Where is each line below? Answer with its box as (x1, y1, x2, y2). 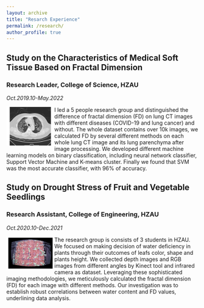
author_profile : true (6, 29, 62, 35)
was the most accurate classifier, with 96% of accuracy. (6, 164, 147, 172)
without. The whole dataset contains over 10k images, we (54, 125, 199, 133)
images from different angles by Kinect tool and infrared (54, 262, 195, 269)
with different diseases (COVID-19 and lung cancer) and (54, 119, 195, 127)
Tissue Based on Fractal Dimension (6, 62, 143, 73)
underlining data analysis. (6, 294, 71, 302)
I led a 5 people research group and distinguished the (54, 106, 189, 113)
